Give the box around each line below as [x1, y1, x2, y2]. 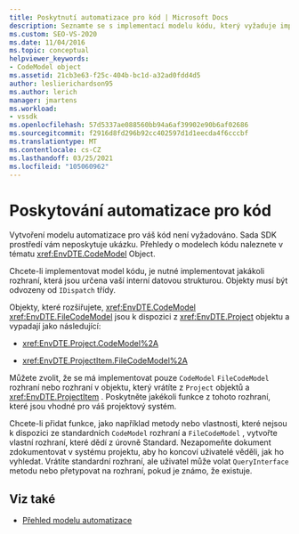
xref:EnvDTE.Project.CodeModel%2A [21, 338, 158, 349]
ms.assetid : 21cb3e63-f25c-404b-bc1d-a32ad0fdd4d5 [9, 71, 201, 80]
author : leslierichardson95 [9, 79, 114, 88]
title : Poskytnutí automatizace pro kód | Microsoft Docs [9, 12, 229, 22]
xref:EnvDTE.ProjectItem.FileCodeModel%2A [21, 355, 189, 366]
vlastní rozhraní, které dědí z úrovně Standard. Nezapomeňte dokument [9, 437, 271, 448]
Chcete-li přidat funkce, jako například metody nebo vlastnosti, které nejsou [9, 418, 287, 429]
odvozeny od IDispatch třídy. [9, 285, 116, 295]
